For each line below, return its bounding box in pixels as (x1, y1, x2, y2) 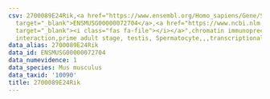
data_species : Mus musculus (8, 64, 103, 72)
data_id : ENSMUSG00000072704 (8, 49, 106, 57)
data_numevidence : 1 (8, 57, 78, 65)
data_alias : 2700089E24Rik (8, 42, 99, 49)
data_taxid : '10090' (8, 71, 78, 79)
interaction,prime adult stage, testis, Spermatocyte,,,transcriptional (15, 34, 264, 42)
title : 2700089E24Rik (8, 78, 81, 86)
